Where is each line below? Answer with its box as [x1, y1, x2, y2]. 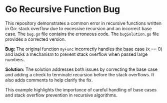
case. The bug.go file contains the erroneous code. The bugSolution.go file [5, 31, 159, 37]
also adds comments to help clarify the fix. [5, 77, 93, 83]
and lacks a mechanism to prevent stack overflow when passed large [5, 51, 148, 57]
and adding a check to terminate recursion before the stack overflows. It [5, 71, 154, 77]
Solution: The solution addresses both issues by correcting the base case [5, 66, 158, 72]
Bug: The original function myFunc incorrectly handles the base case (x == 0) [5, 46, 162, 52]
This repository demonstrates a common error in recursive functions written [5, 20, 161, 26]
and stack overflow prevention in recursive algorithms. [5, 92, 117, 98]
